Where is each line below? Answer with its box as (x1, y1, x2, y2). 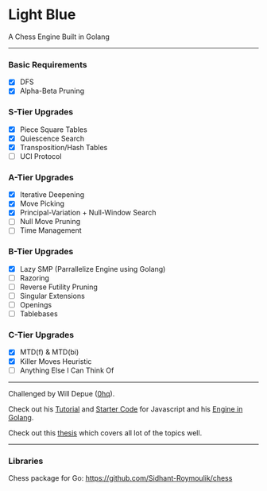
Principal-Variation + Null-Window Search (19, 208, 157, 218)
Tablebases (19, 309, 58, 319)
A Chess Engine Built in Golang (8, 32, 110, 41)
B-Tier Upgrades (8, 246, 74, 257)
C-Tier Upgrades (8, 330, 74, 341)
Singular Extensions (19, 292, 85, 300)
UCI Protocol (19, 151, 62, 160)
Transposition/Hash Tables (19, 142, 108, 152)
